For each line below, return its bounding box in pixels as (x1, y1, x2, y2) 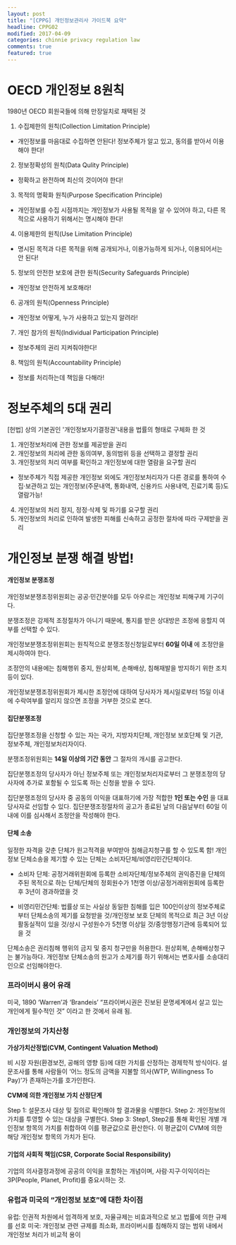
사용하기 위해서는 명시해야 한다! (36, 214, 123, 223)
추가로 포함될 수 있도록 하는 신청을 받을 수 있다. (25, 779, 156, 787)
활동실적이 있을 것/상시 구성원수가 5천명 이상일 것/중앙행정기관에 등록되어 (17, 920, 220, 928)
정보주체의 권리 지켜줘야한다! (17, 343, 97, 351)
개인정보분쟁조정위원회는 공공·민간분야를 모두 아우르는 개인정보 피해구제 (7, 593, 206, 601)
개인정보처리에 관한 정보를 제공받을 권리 (17, 440, 128, 449)
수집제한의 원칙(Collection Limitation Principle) (17, 121, 150, 130)
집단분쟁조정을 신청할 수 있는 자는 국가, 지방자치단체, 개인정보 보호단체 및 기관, (7, 731, 223, 739)
